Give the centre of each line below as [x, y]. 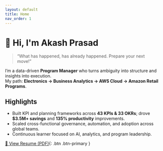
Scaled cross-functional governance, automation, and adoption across [83, 124]
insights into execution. [28, 76]
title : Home [17, 14]
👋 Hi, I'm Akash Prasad [52, 43]
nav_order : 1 [18, 19]
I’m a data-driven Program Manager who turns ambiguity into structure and [81, 71]
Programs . [16, 86]
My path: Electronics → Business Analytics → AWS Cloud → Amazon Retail [82, 81]
